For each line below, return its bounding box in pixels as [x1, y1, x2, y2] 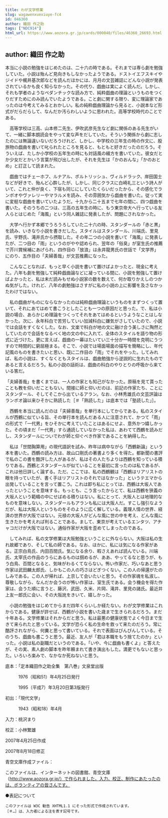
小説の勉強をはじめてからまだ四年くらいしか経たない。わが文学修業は [9, 602, 154, 608]
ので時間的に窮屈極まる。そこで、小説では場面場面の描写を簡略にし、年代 [9, 343, 163, 349]
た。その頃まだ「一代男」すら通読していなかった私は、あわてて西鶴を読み [5, 426, 158, 433]
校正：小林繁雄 [5, 726, 36, 733]
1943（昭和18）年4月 [18, 705, 62, 711]
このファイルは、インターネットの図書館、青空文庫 [5, 769, 110, 775]
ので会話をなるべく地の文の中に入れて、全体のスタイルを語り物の [22, 330, 158, 336]
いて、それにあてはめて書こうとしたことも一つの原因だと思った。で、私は [5, 305, 158, 311]
